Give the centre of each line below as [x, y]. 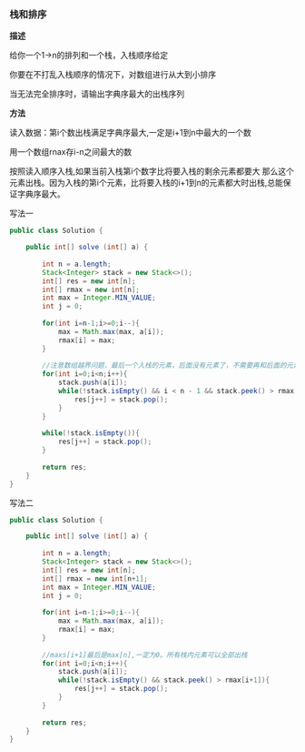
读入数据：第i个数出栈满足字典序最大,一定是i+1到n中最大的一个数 [131, 133]
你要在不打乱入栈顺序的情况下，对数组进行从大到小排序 [113, 75]
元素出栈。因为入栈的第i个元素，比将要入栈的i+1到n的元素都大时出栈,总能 [147, 183]
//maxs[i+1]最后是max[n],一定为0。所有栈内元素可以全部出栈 [145, 655]
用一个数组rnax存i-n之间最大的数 [71, 152]
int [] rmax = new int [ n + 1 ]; [95, 579]
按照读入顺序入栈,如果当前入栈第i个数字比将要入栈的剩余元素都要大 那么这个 [152, 171]
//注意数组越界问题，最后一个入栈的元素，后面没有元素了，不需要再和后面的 [164, 366]
